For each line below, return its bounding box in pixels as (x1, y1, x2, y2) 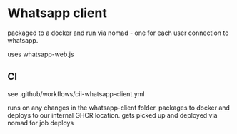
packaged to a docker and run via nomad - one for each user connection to (7, 29, 229, 37)
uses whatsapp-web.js (7, 50, 74, 58)
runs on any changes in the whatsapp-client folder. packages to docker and (7, 103, 231, 112)
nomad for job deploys (7, 118, 74, 127)
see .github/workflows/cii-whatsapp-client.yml (7, 89, 145, 98)
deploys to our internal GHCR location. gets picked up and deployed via (7, 110, 218, 119)
